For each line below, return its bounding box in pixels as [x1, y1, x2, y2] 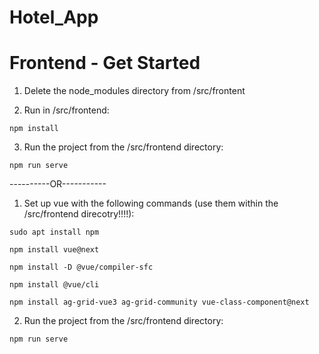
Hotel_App [9, 6, 99, 29]
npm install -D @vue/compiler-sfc [9, 262, 154, 273]
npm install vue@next [9, 245, 100, 255]
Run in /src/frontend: [23, 104, 110, 116]
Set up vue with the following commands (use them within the [23, 197, 279, 210]
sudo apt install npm [9, 227, 100, 238]
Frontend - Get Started [9, 52, 201, 75]
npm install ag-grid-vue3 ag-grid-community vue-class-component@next [9, 297, 310, 308]
